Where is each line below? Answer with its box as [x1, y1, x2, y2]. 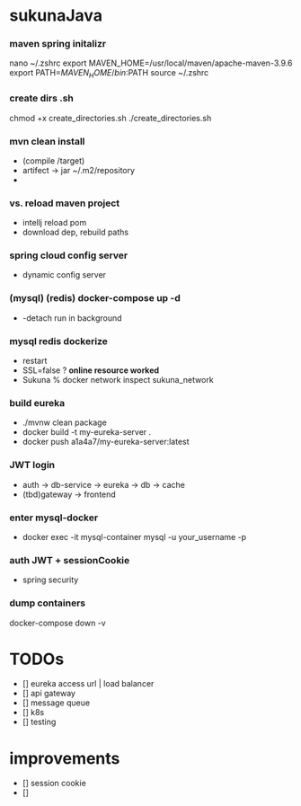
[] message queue [22, 697, 91, 708]
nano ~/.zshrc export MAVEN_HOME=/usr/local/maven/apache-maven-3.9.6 [9, 58, 293, 68]
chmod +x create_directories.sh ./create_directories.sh [9, 112, 212, 123]
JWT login [9, 459, 56, 472]
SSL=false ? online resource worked [22, 365, 160, 376]
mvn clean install [9, 135, 85, 147]
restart [22, 356, 48, 367]
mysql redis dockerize [9, 334, 108, 347]
